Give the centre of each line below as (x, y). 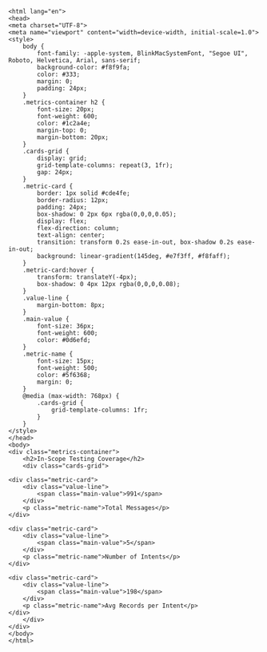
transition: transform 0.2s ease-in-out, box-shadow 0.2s (135, 242)
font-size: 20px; (66, 109)
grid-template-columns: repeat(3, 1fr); (105, 165)
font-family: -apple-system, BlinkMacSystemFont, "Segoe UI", (143, 54)
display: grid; (62, 158)
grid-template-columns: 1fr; (100, 410)
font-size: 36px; (66, 326)
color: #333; (59, 74)
